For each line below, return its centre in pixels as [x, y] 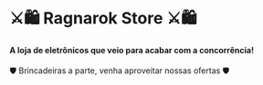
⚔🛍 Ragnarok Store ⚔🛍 [103, 19]
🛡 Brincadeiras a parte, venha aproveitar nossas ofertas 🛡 [120, 71]
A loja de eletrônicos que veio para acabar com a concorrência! [131, 50]
